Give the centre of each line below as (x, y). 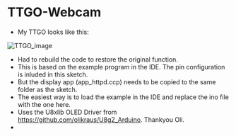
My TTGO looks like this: (53, 32)
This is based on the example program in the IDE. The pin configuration (121, 67)
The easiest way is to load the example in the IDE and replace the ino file (123, 97)
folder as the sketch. (47, 89)
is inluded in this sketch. (53, 74)
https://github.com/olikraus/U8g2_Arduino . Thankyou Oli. (101, 119)
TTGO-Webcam (54, 12)
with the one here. (44, 104)
